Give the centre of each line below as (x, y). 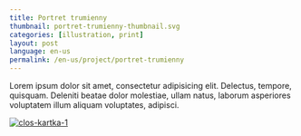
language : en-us (40, 52)
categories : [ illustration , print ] (77, 34)
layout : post (34, 43)
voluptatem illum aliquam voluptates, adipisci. (94, 105)
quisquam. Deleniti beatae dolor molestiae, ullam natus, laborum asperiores (150, 95)
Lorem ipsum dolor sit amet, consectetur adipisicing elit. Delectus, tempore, (150, 86)
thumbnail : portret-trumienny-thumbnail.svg (95, 26)
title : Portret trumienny (58, 18)
